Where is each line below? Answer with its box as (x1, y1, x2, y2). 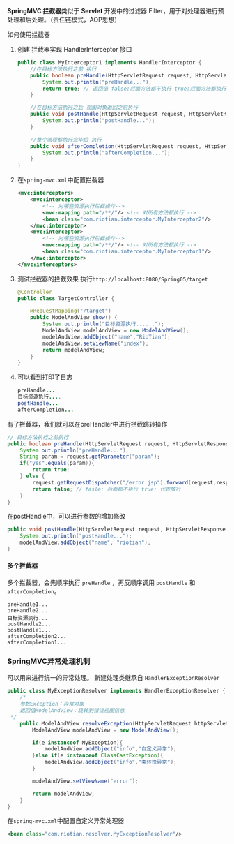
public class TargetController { (17, 295, 115, 302)
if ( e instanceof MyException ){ (32, 739, 123, 746)
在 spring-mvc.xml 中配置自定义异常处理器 (7, 817, 125, 825)
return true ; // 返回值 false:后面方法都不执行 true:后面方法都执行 (42, 85, 226, 92)
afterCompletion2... (7, 633, 68, 640)
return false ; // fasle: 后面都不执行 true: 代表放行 (32, 485, 181, 493)
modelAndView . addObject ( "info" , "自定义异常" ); (44, 746, 177, 753)
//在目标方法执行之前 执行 (30, 66, 97, 73)
